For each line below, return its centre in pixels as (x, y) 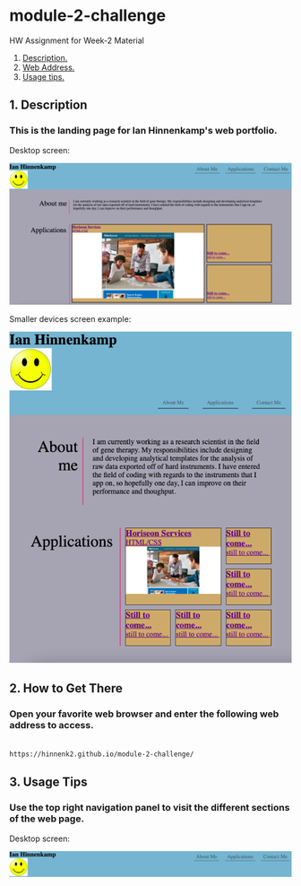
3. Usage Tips (48, 782)
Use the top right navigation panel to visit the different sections (150, 808)
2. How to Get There (66, 688)
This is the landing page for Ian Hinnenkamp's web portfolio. (143, 131)
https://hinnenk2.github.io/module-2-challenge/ (102, 754)
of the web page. (47, 819)
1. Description (48, 105)
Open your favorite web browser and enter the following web (144, 714)
